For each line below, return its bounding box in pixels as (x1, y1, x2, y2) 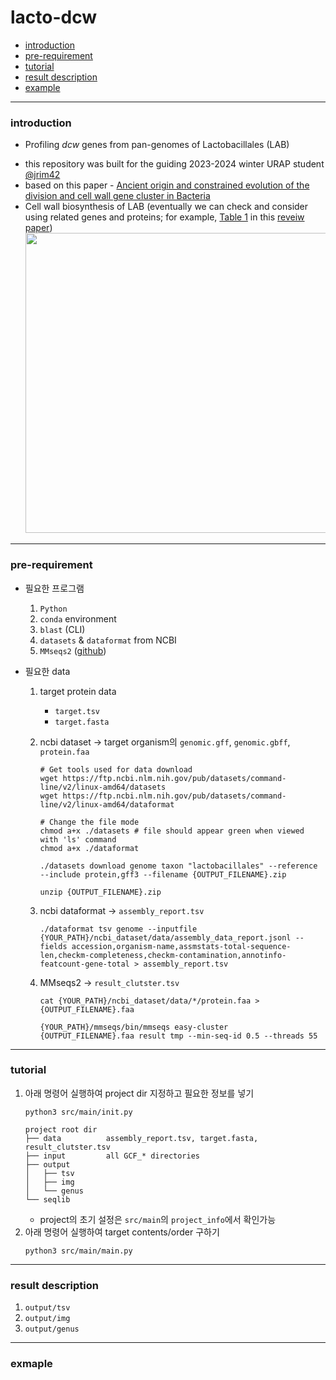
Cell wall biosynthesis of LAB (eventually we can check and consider (24, 201, 309, 213)
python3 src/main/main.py (24, 1246, 133, 1256)
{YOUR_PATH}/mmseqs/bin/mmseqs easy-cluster (39, 1022, 229, 1032)
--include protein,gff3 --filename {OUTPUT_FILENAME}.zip (39, 869, 287, 880)
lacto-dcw (10, 6, 98, 29)
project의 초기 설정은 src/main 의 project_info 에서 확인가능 (39, 1213, 277, 1225)
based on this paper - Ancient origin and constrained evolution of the (24, 179, 310, 191)
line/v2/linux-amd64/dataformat (39, 799, 175, 810)
